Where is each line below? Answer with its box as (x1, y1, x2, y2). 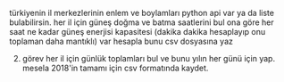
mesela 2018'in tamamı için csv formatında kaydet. (21, 62, 209, 73)
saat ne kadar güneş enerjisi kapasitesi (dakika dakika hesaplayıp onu (9, 27, 266, 37)
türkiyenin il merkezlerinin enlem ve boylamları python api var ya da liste (9, 8, 275, 18)
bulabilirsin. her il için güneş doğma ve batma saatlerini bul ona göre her (9, 17, 274, 28)
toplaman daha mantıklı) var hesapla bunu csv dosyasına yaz (9, 36, 234, 46)
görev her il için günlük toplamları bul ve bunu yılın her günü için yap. (21, 53, 275, 63)
